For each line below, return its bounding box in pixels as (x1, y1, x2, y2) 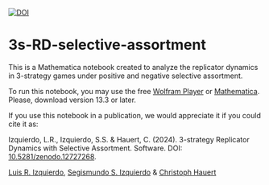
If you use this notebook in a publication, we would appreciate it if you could (8, 110, 262, 120)
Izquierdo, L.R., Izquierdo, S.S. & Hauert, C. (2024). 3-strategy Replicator (8, 134, 250, 144)
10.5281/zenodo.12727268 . (8, 151, 97, 161)
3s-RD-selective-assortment (8, 36, 207, 54)
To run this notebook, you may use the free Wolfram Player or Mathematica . (8, 86, 260, 96)
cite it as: (8, 119, 39, 129)
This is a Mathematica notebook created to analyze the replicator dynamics (8, 62, 259, 72)
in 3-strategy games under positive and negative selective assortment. (8, 71, 243, 80)
